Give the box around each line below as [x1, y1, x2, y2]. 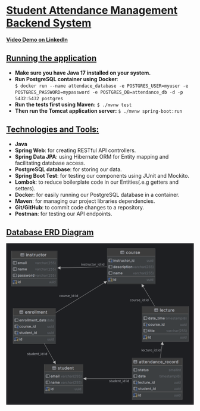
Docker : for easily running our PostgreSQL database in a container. [14, 191, 180, 198]
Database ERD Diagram [6, 227, 94, 237]
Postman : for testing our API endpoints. [14, 210, 112, 217]
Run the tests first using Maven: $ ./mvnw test [14, 101, 132, 108]
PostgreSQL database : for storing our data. [14, 165, 122, 173]
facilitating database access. [14, 159, 85, 166]
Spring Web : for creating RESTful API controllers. [14, 147, 136, 154]
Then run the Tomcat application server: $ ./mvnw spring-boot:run [14, 107, 183, 114]
